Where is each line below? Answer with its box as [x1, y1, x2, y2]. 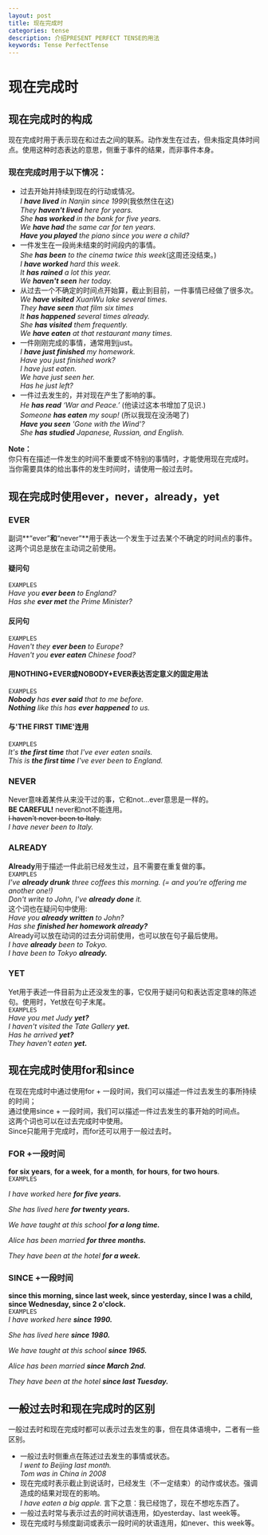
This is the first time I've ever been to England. [8, 756, 164, 765]
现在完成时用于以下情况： [8, 167, 107, 178]
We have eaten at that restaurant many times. [19, 329, 173, 338]
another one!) [8, 886, 53, 895]
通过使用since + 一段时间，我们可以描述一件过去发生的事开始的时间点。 [8, 1106, 245, 1115]
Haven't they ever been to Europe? [8, 641, 124, 651]
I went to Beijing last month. [19, 1461, 112, 1470]
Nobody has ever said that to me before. [8, 694, 144, 704]
